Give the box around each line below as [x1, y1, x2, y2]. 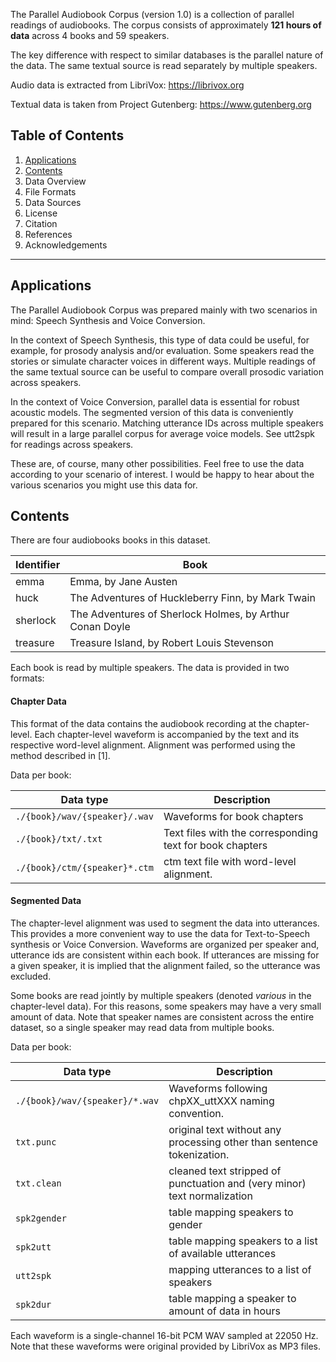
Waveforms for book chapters [163, 809, 304, 823]
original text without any [168, 1122, 282, 1136]
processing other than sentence [168, 1135, 319, 1149]
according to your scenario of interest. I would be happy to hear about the [10, 468, 315, 480]
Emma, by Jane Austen [69, 575, 178, 589]
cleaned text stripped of [168, 1164, 282, 1178]
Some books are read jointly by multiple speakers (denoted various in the [10, 989, 312, 1001]
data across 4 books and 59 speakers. [10, 30, 170, 41]
